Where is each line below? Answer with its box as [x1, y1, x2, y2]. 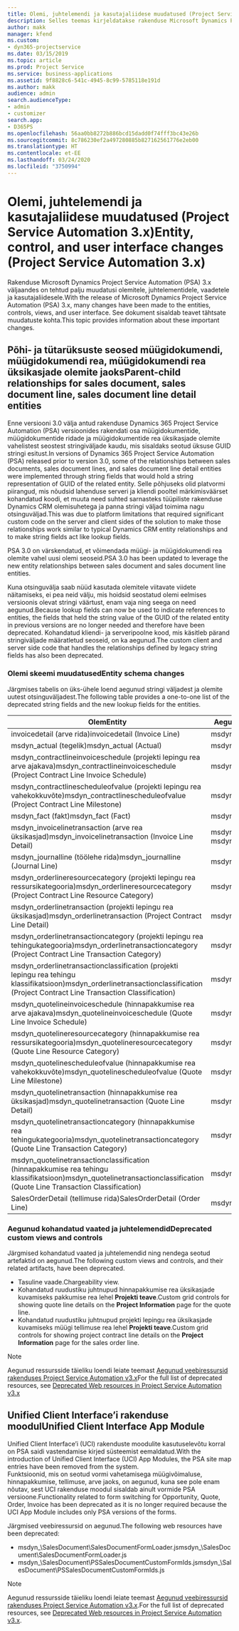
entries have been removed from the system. [7, 1462, 139, 1471]
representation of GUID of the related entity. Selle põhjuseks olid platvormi [7, 479, 225, 488]
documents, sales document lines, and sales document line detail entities [7, 464, 222, 473]
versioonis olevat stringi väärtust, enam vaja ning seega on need [7, 598, 196, 606]
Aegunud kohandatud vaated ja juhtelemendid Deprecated [7, 1224, 212, 1234]
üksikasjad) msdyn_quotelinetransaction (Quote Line [11, 1096, 185, 1106]
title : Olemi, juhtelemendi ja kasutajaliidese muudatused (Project [7, 10, 215, 18]
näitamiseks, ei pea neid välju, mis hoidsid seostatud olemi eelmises [7, 590, 207, 599]
